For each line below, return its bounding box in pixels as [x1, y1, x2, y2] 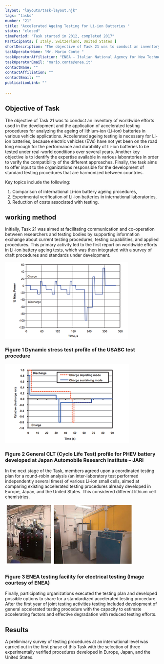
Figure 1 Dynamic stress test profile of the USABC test [5, 346, 135, 353]
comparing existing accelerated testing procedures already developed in [5, 483, 151, 489]
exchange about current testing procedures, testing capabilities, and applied [5, 237, 159, 242]
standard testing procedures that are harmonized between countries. [5, 169, 144, 175]
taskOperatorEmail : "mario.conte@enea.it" [5, 59, 93, 65]
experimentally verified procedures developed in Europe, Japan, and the [5, 649, 151, 655]
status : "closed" [5, 28, 41, 34]
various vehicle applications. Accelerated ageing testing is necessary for [5, 133, 151, 139]
